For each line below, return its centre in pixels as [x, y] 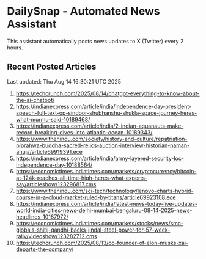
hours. [15, 48]
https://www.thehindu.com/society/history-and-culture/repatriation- [101, 139]
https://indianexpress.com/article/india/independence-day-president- [104, 106]
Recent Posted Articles [52, 67]
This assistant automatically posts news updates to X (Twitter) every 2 [95, 41]
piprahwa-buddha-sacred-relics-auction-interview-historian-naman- [103, 145]
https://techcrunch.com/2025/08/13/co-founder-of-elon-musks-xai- [102, 243]
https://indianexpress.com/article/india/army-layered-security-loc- [100, 158]
